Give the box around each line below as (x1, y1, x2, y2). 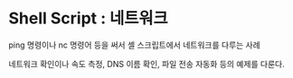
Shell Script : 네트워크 (8, 8, 168, 29)
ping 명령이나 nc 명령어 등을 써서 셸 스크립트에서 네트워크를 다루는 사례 (8, 39, 261, 50)
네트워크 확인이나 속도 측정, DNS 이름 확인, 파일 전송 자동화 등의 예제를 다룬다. (8, 58, 286, 69)
